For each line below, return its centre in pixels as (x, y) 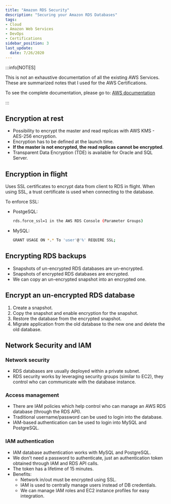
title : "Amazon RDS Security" (38, 10)
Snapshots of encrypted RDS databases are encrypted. (71, 273)
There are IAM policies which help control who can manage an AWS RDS (89, 406)
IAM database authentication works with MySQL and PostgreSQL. (82, 452)
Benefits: (22, 474)
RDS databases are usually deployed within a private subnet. (76, 371)
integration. (32, 496)
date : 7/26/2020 (27, 53)
